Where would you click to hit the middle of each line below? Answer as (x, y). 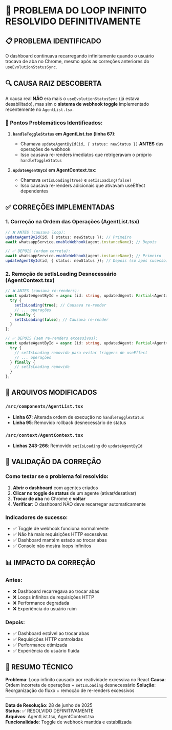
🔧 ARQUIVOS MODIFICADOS (51, 392)
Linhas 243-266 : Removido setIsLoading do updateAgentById (78, 446)
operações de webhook (45, 149)
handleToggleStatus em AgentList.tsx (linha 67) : (64, 134)
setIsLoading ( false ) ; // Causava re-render (62, 320)
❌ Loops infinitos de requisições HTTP (53, 597)
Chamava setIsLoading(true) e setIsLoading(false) (76, 180)
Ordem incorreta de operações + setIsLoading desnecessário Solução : (81, 685)
